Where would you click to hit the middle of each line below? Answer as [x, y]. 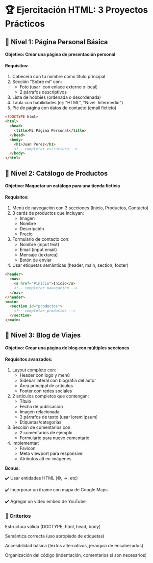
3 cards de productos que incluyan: [48, 213]
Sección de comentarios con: [42, 427]
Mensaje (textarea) [38, 255]
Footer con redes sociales [46, 391]
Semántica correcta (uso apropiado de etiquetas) [55, 536]
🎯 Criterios [18, 516]
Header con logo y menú [45, 375]
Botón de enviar [36, 260]
